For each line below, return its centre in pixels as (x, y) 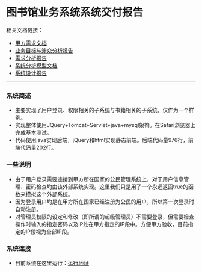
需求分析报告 (31, 58)
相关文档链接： (25, 30)
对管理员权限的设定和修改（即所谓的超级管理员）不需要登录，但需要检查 (104, 217)
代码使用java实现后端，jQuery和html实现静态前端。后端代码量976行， (101, 140)
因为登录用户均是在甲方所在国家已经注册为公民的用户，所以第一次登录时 (104, 202)
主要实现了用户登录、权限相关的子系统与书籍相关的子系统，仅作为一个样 (104, 110)
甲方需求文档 (31, 43)
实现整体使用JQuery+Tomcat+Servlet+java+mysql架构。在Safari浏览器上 (105, 125)
